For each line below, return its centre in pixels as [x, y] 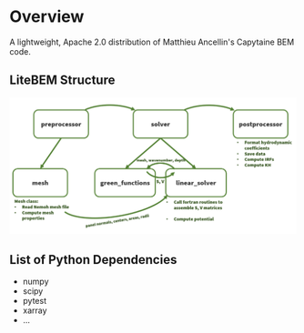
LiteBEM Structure [62, 81]
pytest [35, 301]
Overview [47, 17]
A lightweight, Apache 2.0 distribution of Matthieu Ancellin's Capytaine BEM [152, 42]
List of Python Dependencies [93, 260]
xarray [35, 310]
